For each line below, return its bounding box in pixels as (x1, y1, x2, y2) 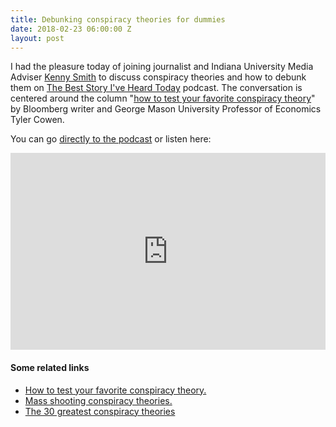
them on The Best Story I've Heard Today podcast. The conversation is (10, 82, 303, 94)
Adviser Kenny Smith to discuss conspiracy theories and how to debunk (10, 71, 307, 83)
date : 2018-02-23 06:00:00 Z (10, 24, 132, 34)
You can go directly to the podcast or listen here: (10, 133, 212, 145)
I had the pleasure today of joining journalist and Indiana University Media (10, 61, 314, 73)
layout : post (10, 33, 65, 43)
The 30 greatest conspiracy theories (24, 405, 176, 417)
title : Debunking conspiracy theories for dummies (10, 14, 226, 25)
